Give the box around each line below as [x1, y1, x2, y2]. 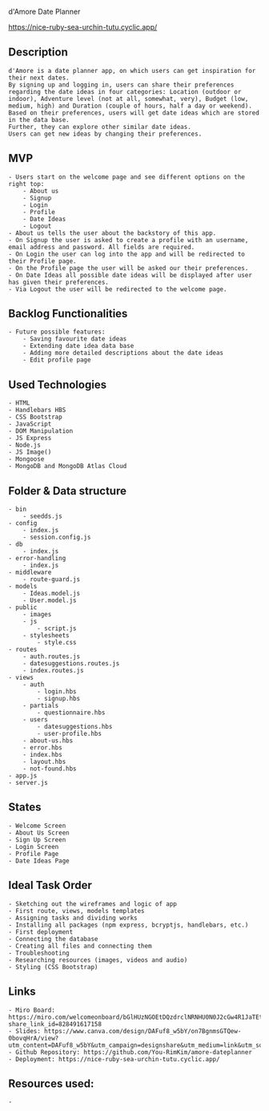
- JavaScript [8, 420, 52, 428]
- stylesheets [22, 632, 70, 640]
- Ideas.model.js [22, 589, 81, 598]
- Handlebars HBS [8, 406, 66, 414]
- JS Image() [8, 448, 52, 456]
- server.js [8, 779, 48, 787]
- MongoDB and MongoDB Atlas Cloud [8, 463, 127, 471]
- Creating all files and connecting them [8, 942, 152, 950]
